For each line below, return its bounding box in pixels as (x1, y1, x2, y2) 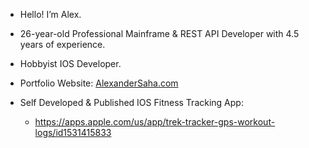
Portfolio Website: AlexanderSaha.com (19, 77, 179, 89)
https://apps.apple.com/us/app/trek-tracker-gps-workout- (34, 116, 276, 128)
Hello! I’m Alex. (19, 9, 82, 20)
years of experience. (19, 39, 106, 50)
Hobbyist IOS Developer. (19, 58, 122, 69)
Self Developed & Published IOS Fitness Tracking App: (19, 97, 244, 108)
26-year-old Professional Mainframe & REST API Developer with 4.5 (19, 28, 300, 39)
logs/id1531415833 (34, 127, 112, 138)
